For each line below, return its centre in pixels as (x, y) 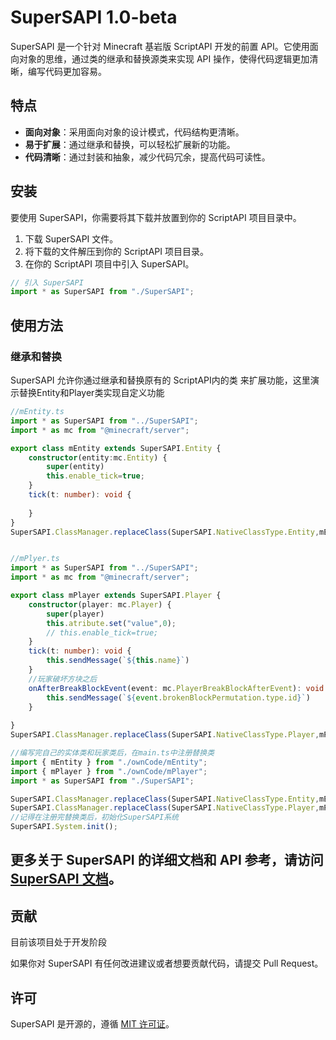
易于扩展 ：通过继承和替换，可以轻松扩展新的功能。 (130, 144)
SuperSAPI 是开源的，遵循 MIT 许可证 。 (92, 1024)
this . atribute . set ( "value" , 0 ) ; (111, 623)
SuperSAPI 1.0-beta (94, 17)
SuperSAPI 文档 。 (66, 879)
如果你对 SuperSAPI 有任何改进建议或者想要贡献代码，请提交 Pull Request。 (167, 963)
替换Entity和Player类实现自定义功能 (91, 392)
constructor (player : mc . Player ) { (100, 604)
